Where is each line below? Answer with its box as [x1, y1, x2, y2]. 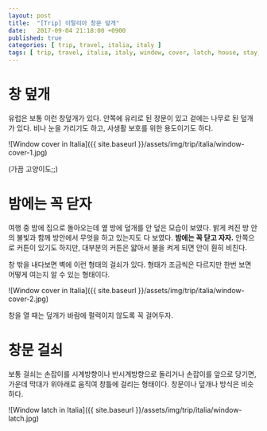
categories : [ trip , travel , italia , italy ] [8, 41, 161, 49]
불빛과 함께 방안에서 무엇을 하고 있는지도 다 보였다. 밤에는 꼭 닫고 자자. [16, 233, 234, 242]
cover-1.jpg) [8, 147, 48, 157]
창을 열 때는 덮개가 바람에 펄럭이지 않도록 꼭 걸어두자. [8, 310, 173, 319]
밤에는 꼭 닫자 [8, 195, 92, 214]
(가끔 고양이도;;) [8, 164, 58, 174]
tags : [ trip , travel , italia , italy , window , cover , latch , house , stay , [8, 49, 261, 57]
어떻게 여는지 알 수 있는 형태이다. [8, 269, 110, 279]
